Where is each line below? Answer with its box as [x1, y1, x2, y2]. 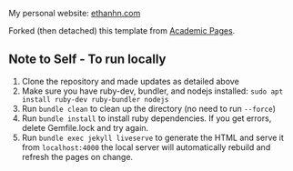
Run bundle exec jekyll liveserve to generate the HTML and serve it [21, 132, 284, 143]
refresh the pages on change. [21, 151, 134, 162]
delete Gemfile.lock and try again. [21, 122, 149, 133]
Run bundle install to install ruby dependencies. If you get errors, [21, 113, 272, 124]
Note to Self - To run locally [8, 52, 167, 67]
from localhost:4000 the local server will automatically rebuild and [21, 141, 271, 153]
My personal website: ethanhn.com [8, 8, 141, 18]
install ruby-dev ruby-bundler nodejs [21, 95, 169, 104]
